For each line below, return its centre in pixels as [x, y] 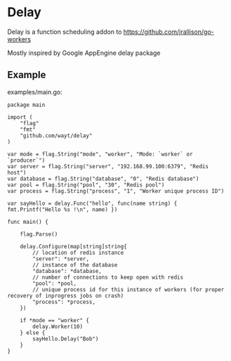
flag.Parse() [39, 234]
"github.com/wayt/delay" [56, 135]
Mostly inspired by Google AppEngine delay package [84, 53]
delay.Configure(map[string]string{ [74, 246]
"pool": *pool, [55, 283]
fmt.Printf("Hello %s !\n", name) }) [62, 209]
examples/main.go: [35, 91]
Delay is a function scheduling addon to [65, 32]
